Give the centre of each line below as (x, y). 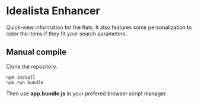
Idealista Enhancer (53, 11)
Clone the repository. (32, 66)
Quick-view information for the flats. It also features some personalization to (99, 27)
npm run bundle (25, 82)
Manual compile (36, 52)
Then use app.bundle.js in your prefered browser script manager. (87, 94)
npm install (21, 77)
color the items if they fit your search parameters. (67, 33)
